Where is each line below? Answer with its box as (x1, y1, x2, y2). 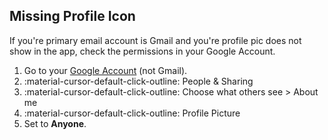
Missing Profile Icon (9, 8, 136, 25)
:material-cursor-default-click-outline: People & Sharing (23, 75, 254, 87)
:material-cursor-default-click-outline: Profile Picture (23, 107, 241, 119)
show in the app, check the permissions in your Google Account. (9, 45, 276, 57)
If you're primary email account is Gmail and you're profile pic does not (9, 34, 302, 46)
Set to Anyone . (23, 117, 87, 129)
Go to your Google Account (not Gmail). (23, 64, 188, 76)
